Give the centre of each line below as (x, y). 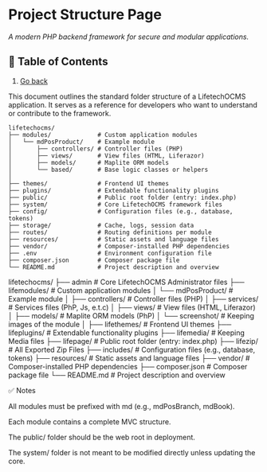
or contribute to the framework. (60, 113)
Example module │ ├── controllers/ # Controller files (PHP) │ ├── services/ (133, 298)
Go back (33, 80)
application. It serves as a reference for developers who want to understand (133, 104)
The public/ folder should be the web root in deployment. (102, 437)
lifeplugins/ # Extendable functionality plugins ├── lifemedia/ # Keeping (127, 333)
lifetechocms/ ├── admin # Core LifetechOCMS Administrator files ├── (126, 282)
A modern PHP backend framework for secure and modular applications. (129, 37)
